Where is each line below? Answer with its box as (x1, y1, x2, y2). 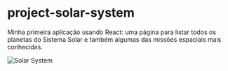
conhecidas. (7, 42, 43, 51)
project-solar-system (7, 5, 135, 21)
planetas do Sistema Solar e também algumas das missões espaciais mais (7, 35, 222, 43)
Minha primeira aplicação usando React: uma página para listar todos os (7, 28, 216, 36)
